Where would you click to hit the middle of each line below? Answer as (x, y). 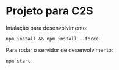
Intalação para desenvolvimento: (47, 28)
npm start (18, 61)
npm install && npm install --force (52, 39)
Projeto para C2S (49, 11)
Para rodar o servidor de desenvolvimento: (60, 50)
